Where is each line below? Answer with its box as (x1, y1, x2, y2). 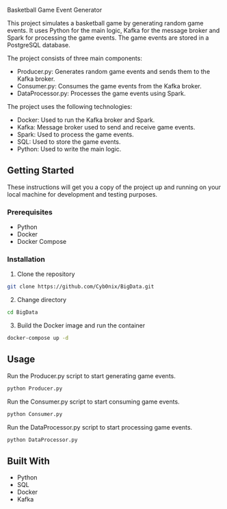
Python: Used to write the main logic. (16, 145, 122, 153)
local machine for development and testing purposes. (7, 190, 158, 198)
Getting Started (7, 164, 75, 177)
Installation (7, 255, 46, 264)
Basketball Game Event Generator (7, 6, 103, 14)
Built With (7, 455, 50, 467)
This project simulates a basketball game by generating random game (7, 19, 204, 27)
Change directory (16, 296, 67, 304)
